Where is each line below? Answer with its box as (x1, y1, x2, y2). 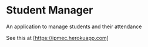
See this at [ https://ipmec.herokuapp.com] (6, 34, 109, 41)
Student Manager (6, 4, 93, 17)
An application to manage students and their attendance (6, 23, 142, 30)
